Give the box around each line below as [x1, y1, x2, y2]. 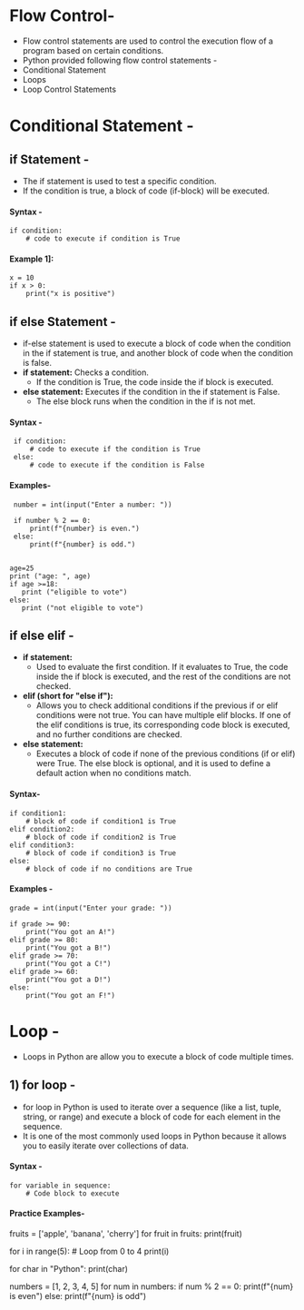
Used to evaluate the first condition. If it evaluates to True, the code [35, 662, 289, 673]
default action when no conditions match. [35, 768, 192, 779]
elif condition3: [9, 841, 75, 850]
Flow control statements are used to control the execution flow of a [22, 35, 274, 46]
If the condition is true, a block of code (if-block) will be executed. [22, 185, 270, 196]
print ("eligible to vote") [21, 587, 128, 596]
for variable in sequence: [9, 1181, 112, 1190]
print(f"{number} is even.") [29, 524, 141, 533]
